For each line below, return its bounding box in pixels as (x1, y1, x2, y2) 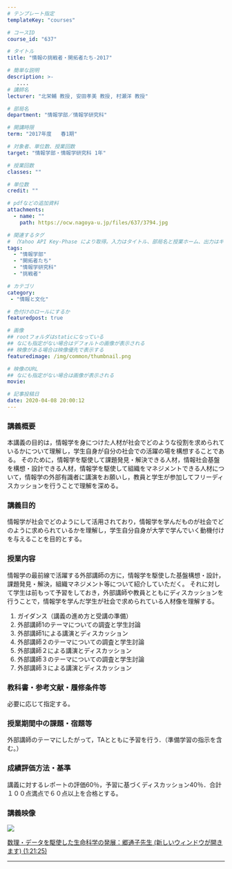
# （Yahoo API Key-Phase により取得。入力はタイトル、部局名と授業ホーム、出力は (7, 238, 219, 245)
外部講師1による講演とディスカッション (17, 629, 129, 637)
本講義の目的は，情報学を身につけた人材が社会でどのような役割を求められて (7, 438, 225, 447)
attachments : (7, 206, 45, 213)
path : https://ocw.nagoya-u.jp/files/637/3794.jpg (19, 219, 168, 226)
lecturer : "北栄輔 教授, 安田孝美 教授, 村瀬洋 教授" (7, 93, 148, 100)
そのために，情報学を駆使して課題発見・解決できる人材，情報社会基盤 (20, 456, 220, 464)
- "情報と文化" (10, 296, 49, 303)
